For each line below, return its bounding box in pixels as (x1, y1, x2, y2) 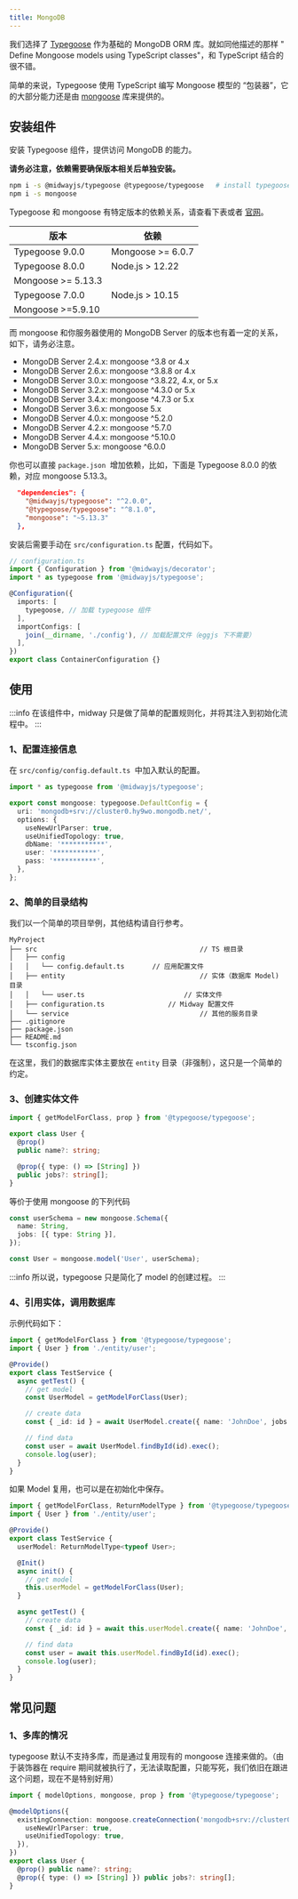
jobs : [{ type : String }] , (17, 1230, 117, 1239)
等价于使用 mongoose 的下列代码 (9, 1195, 130, 1206)
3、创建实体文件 (9, 1093, 80, 1106)
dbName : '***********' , (25, 840, 114, 849)
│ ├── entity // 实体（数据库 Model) (9, 971, 279, 981)
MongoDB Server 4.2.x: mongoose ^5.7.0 (21, 422, 172, 433)
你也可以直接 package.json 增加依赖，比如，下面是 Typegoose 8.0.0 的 (9, 460, 270, 471)
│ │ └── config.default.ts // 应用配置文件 (9, 962, 204, 971)
